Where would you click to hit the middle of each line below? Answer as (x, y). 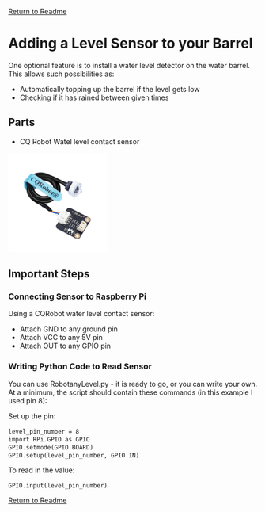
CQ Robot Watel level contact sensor (79, 141)
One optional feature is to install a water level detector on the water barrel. (129, 65)
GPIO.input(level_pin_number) (58, 485)
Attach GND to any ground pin (69, 329)
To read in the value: (42, 470)
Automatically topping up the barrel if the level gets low (110, 89)
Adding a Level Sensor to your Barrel (131, 44)
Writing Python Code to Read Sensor (80, 366)
